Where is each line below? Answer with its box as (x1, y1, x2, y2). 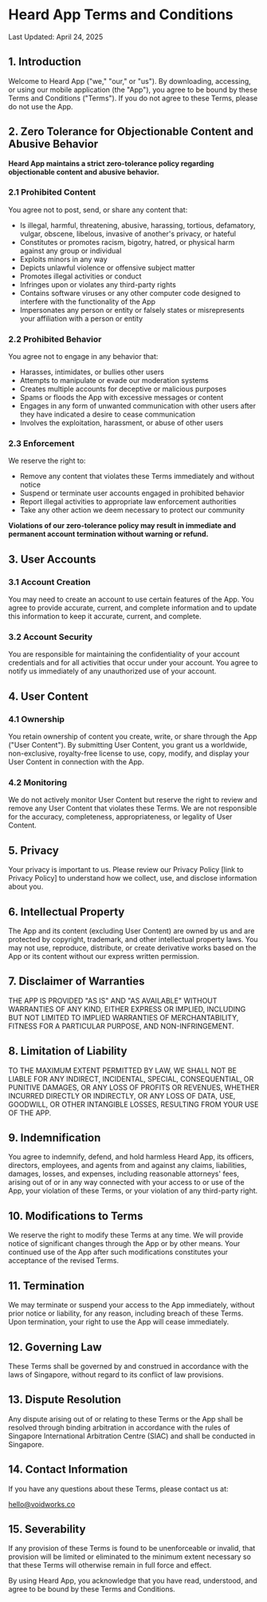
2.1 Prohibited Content (8, 187, 96, 198)
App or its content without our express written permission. (8, 952, 199, 961)
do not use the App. (8, 101, 73, 111)
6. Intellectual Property (8, 905, 125, 918)
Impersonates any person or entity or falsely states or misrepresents (19, 305, 245, 314)
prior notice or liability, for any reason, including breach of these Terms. (8, 1308, 244, 1318)
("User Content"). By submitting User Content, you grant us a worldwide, (8, 740, 248, 750)
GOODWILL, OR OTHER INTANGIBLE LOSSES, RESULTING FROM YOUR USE (8, 1099, 259, 1109)
